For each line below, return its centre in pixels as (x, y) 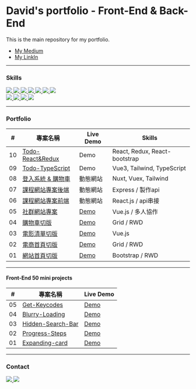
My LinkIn (26, 57)
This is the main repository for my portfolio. (58, 39)
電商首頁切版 (40, 244)
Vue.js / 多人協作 (135, 211)
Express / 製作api (136, 190)
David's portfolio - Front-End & (82, 11)
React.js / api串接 (136, 200)
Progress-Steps (45, 333)
